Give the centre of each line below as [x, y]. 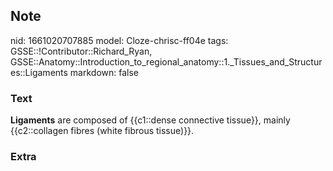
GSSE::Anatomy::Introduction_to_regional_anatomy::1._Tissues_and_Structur [166, 61]
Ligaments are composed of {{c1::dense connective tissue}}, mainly [150, 120]
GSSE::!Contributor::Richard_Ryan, [81, 51]
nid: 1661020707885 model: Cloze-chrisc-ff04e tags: [119, 40]
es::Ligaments [39, 72]
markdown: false [104, 72]
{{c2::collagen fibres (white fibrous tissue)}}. [102, 131]
